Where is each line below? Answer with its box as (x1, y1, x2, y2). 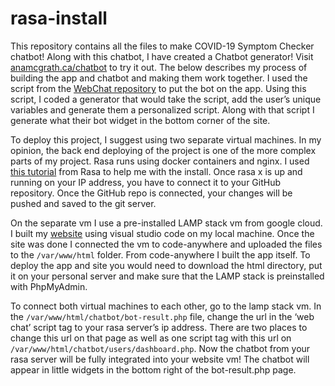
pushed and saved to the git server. (10, 197, 157, 209)
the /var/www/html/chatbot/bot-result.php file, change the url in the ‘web (10, 310, 315, 322)
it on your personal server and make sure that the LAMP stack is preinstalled (10, 270, 325, 282)
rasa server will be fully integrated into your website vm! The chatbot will (10, 353, 310, 365)
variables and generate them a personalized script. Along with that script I (10, 103, 315, 116)
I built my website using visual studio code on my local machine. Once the (10, 227, 315, 239)
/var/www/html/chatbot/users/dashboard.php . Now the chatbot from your (10, 342, 311, 354)
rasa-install (10, 7, 108, 30)
